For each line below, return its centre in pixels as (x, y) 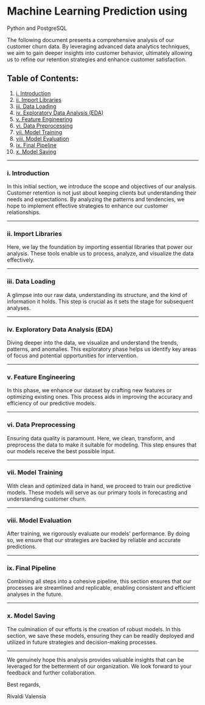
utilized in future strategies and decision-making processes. (82, 642)
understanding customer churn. (47, 499)
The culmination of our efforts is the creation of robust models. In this (94, 629)
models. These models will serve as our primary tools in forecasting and (97, 492)
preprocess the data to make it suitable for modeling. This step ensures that (102, 445)
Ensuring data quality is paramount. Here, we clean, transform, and (91, 438)
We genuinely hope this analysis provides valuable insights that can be (96, 659)
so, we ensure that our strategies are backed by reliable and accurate (94, 540)
